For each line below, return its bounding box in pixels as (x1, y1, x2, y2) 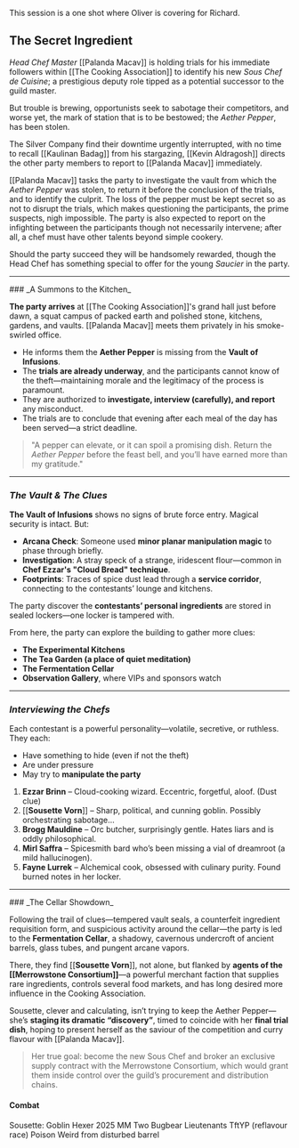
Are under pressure (21, 760, 94, 771)
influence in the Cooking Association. (9, 988, 147, 999)
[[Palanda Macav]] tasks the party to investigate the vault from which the (9, 174, 278, 185)
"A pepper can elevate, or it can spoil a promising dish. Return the (30, 440, 272, 450)
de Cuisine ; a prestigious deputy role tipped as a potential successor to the (9, 76, 285, 86)
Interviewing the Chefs (9, 703, 110, 715)
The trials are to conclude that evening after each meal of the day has (21, 413, 278, 424)
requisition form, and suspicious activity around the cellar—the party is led (9, 924, 283, 934)
